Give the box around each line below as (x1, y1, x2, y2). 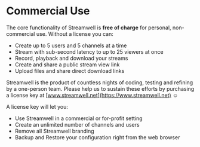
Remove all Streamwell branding (14, 127, 94, 134)
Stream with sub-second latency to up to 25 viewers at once (14, 48, 164, 55)
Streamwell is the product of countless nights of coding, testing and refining (6, 79, 193, 86)
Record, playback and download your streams (14, 54, 128, 62)
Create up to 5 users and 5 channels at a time (14, 42, 127, 49)
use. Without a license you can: (36, 30, 113, 37)
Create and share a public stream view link (14, 61, 120, 68)
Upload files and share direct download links (14, 67, 125, 74)
